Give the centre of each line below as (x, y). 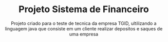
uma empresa (84, 34)
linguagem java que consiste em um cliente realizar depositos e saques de (84, 28)
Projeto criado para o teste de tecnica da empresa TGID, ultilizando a (84, 23)
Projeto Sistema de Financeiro (84, 9)
